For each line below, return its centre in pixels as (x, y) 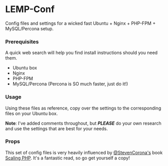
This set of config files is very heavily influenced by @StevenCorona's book (84, 152)
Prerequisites (22, 41)
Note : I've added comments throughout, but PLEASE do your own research (83, 123)
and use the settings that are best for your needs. (57, 128)
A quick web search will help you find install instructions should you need (81, 53)
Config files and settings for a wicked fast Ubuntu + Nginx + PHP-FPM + (80, 23)
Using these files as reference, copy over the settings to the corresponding (83, 108)
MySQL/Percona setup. (30, 28)
